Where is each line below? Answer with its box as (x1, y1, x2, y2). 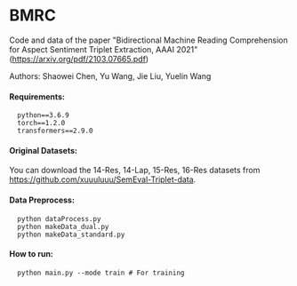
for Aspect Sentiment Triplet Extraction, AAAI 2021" (9, 44, 198, 54)
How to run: (9, 249, 53, 259)
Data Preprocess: (9, 195, 76, 205)
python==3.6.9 (17, 111, 69, 120)
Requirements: (9, 91, 65, 102)
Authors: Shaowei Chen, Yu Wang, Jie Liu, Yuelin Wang (9, 70, 212, 81)
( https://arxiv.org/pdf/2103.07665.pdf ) (9, 53, 149, 64)
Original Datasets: (9, 145, 78, 155)
